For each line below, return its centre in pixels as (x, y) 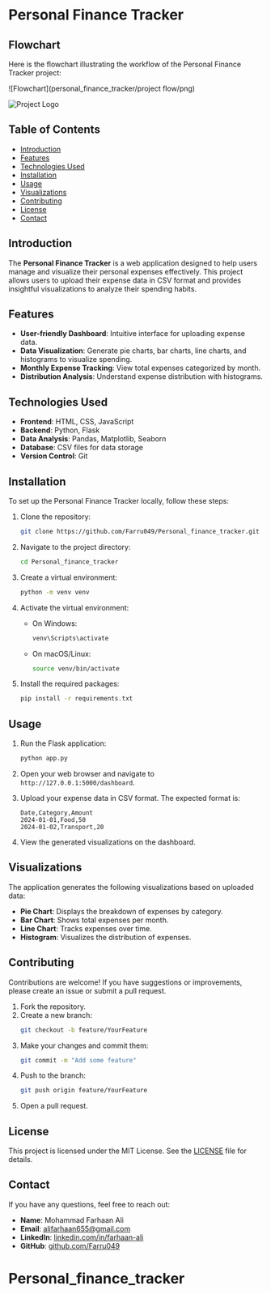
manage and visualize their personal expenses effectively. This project (126, 271)
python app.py (44, 759)
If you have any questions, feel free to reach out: (89, 1204)
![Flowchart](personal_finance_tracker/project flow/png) (102, 88)
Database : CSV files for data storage (82, 448)
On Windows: (55, 623)
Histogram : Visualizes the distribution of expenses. (106, 937)
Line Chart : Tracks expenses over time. (86, 928)
